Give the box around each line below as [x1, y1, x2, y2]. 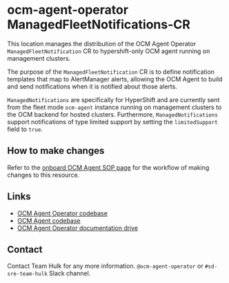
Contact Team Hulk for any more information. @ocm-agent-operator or [7, 262, 203, 271]
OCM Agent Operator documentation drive [17, 224, 139, 232]
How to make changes [7, 145, 105, 157]
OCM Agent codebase [17, 216, 81, 224]
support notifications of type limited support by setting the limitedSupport [7, 117, 219, 126]
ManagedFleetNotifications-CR [7, 17, 191, 32]
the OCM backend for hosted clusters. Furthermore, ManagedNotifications [7, 110, 219, 119]
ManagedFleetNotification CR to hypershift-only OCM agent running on [7, 47, 210, 55]
